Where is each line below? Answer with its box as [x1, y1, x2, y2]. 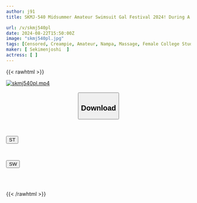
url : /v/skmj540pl [6, 25, 51, 31]
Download [81, 104, 116, 112]
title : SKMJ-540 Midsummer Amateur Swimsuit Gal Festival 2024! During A [6, 14, 191, 20]
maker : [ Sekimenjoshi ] [6, 46, 69, 53]
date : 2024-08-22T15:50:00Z [6, 30, 75, 36]
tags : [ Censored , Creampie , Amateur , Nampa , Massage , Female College [6, 41, 180, 47]
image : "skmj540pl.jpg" [6, 36, 64, 42]
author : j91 [6, 8, 35, 15]
